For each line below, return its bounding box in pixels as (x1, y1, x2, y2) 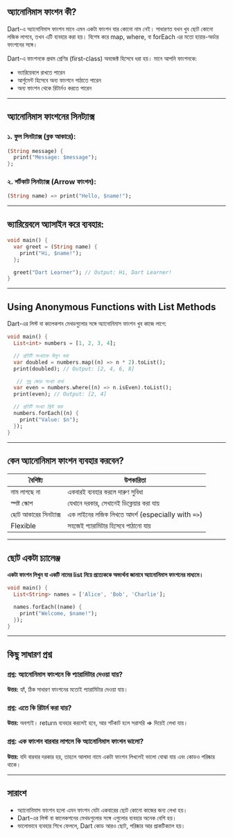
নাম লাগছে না (10, 487, 40, 497)
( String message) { (7, 147, 64, 154)
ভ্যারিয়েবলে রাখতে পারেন (17, 68, 65, 76)
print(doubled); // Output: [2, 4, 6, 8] (13, 365, 135, 372)
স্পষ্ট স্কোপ (10, 498, 33, 508)
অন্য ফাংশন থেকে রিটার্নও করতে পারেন (17, 83, 92, 92)
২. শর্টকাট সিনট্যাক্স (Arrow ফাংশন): (7, 177, 97, 187)
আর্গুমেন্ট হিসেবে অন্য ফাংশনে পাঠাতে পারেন (17, 76, 102, 84)
